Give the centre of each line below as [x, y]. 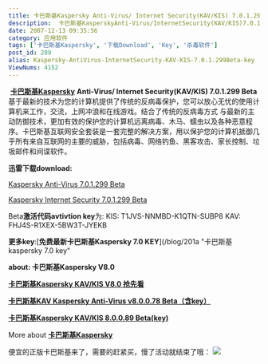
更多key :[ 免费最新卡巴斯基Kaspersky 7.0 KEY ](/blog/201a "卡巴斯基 [120, 241]
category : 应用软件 [38, 38]
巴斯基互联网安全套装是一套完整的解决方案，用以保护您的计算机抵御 [141, 131]
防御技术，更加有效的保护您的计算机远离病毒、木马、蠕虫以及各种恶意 [130, 121]
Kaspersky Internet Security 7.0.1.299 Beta [78, 200]
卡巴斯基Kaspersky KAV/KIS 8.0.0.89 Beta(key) [89, 318]
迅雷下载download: [40, 168]
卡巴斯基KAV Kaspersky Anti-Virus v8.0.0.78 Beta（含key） [110, 301]
